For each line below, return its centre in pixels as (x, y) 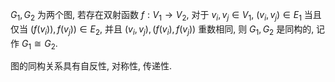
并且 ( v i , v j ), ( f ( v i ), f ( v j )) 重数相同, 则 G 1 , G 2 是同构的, (209, 30)
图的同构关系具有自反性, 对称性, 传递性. (91, 66)
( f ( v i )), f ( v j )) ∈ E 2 (65, 30)
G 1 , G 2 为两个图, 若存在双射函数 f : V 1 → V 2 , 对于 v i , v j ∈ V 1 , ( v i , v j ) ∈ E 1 (156, 16)
